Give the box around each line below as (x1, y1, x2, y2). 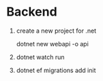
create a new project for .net (16, 27, 97, 35)
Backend (6, 4, 57, 20)
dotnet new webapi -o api (16, 39, 89, 48)
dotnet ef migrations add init (16, 66, 96, 74)
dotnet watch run (16, 52, 65, 61)
